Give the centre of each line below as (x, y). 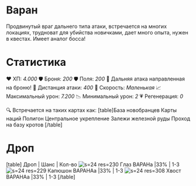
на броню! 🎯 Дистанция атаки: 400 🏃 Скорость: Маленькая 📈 (84, 87)
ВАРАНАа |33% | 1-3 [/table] (41, 177)
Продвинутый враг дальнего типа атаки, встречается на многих (87, 26)
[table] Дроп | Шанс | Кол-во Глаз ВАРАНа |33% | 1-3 (93, 164)
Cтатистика (36, 62)
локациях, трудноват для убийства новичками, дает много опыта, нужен (97, 32)
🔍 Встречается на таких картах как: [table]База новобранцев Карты (92, 110)
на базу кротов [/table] (34, 124)
